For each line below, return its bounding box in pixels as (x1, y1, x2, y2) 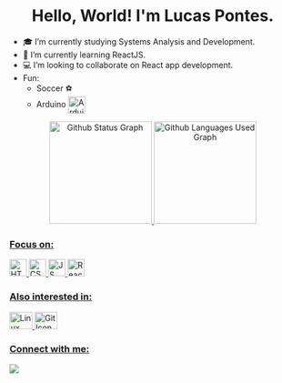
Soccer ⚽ (35, 83, 73, 94)
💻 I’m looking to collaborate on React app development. (22, 59, 234, 70)
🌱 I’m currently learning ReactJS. (22, 49, 146, 60)
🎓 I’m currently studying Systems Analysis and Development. (22, 35, 256, 46)
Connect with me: (9, 343, 90, 356)
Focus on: (9, 237, 55, 250)
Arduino (35, 98, 66, 109)
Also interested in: (9, 290, 93, 303)
